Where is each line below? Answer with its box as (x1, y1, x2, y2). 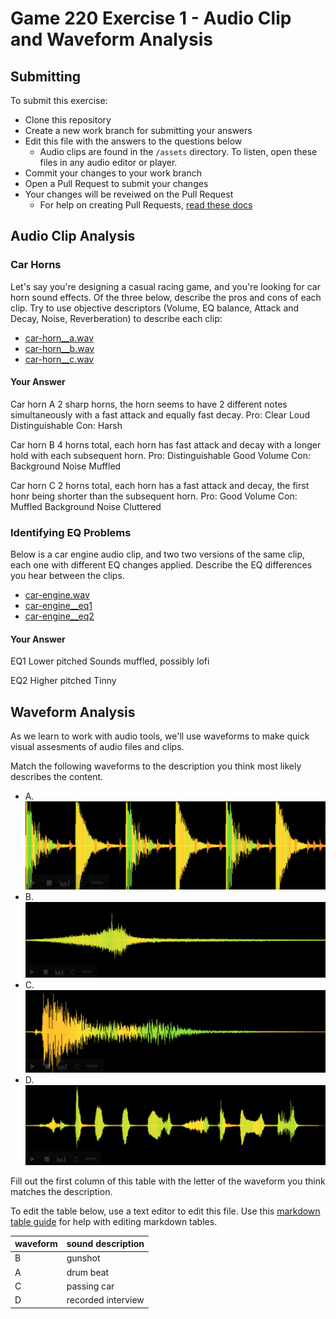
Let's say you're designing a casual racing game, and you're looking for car (10, 280, 321, 292)
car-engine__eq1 (24, 600, 93, 612)
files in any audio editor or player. (39, 157, 178, 168)
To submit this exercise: (10, 95, 108, 106)
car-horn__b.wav (24, 342, 95, 354)
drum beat (66, 1266, 110, 1278)
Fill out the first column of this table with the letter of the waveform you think (10, 1175, 326, 1187)
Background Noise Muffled (10, 460, 122, 472)
